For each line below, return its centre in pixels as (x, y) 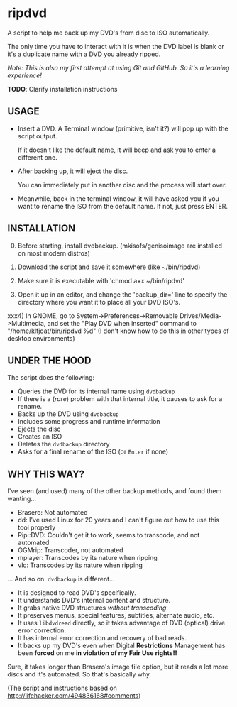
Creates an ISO (40, 437)
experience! (25, 75)
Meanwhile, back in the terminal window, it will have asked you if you (118, 198)
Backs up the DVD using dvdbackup (68, 414)
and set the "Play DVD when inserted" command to (122, 323)
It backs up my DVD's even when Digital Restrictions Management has (121, 646)
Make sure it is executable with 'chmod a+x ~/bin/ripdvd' (101, 280)
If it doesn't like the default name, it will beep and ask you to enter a (117, 150)
